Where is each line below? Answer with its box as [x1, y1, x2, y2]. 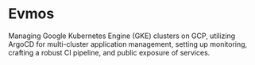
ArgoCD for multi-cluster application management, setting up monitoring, [8, 39, 248, 48]
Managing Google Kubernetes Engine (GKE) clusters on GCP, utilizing [8, 31, 236, 40]
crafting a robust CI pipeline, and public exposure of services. [8, 48, 211, 57]
